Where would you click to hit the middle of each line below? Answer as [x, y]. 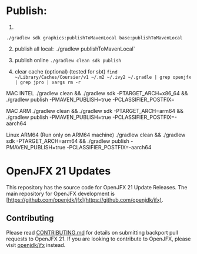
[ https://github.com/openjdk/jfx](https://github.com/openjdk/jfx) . [85, 200]
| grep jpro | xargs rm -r [48, 82]
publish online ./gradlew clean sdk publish [68, 60]
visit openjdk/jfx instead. [36, 245]
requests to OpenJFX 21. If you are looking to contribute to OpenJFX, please [98, 239]
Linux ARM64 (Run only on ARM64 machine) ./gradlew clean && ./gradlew [96, 135]
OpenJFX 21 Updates [59, 171]
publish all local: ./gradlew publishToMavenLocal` [75, 49]
